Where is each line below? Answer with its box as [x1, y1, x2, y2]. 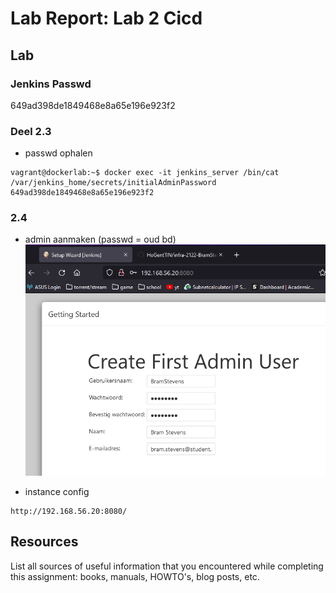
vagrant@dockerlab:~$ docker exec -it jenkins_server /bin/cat [10, 168, 280, 178]
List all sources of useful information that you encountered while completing [10, 560, 324, 572]
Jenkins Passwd [10, 77, 92, 91]
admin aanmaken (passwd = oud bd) [24, 233, 177, 246]
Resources [10, 533, 79, 551]
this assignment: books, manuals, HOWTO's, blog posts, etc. [10, 570, 260, 582]
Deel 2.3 [10, 124, 52, 138]
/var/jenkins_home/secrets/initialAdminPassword [10, 178, 217, 188]
